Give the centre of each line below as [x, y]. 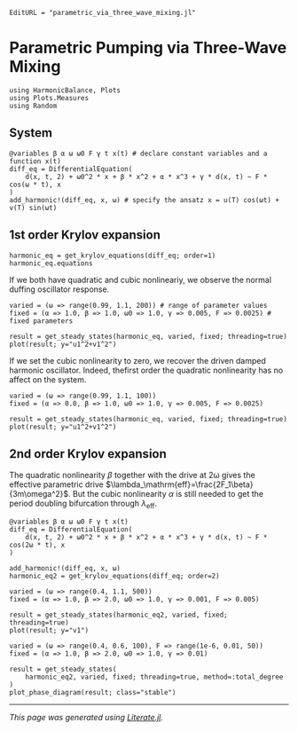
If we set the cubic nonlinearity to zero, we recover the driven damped [137, 360]
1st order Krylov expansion [85, 235]
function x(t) [35, 161]
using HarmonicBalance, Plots [65, 90]
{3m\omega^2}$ [39, 494]
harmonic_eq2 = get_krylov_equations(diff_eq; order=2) [114, 577]
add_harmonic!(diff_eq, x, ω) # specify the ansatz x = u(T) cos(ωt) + [144, 200]
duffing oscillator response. [59, 289]
